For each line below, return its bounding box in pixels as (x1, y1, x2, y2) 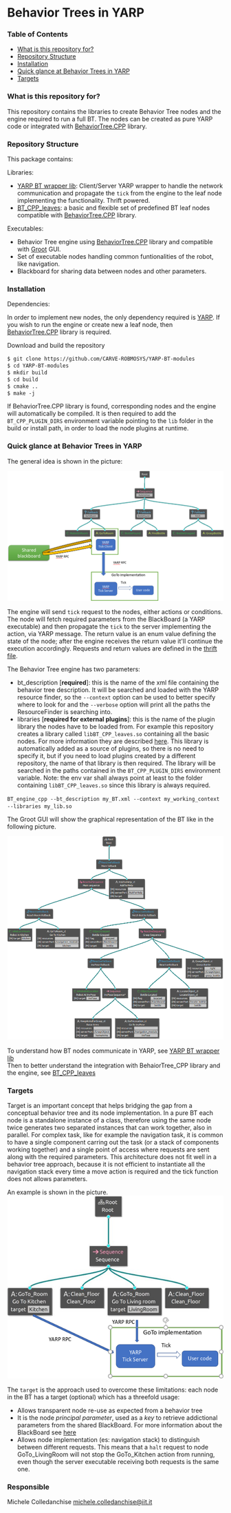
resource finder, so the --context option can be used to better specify (16, 693, 216, 702)
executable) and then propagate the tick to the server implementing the (7, 622, 212, 631)
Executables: (7, 224, 44, 233)
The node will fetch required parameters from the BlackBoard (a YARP (7, 615, 206, 624)
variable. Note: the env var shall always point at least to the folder (16, 774, 203, 782)
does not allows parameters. (7, 1174, 88, 1183)
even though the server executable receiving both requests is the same (16, 1457, 219, 1465)
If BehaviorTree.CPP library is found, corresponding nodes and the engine (7, 402, 217, 411)
